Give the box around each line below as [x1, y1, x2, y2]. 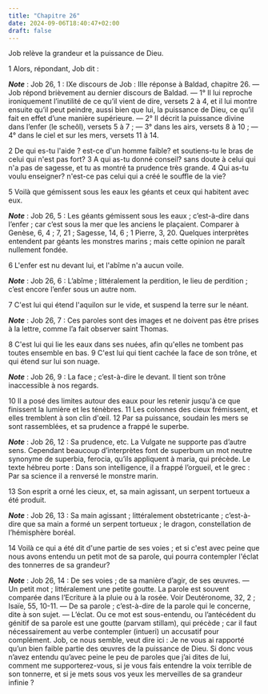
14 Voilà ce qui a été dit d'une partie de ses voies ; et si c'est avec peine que [8, 544, 260, 553]
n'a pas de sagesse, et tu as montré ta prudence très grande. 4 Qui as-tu [8, 163, 250, 173]
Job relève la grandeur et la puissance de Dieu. [8, 49, 164, 58]
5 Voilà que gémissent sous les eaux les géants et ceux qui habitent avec [8, 187, 250, 197]
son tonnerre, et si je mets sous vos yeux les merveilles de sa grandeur [8, 669, 242, 679]
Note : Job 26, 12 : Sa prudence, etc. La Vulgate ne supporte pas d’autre [8, 437, 246, 447]
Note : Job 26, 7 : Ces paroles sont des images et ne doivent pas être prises [8, 315, 259, 325]
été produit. [8, 495, 46, 505]
